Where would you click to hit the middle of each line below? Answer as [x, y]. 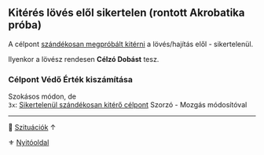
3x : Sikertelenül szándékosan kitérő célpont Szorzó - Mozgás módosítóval [128, 105]
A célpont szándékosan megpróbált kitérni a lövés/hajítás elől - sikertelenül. [131, 44]
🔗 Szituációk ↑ [32, 128]
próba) [25, 25]
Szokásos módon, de [42, 96]
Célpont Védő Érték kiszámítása [71, 79]
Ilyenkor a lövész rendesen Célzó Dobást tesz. [84, 59]
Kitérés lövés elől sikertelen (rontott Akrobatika [126, 13]
